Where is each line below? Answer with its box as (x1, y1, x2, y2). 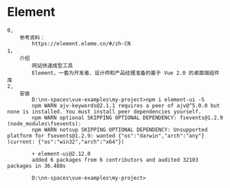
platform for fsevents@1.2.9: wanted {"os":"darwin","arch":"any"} (7, 132, 205, 139)
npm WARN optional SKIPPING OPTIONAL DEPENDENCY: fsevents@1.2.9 (32, 114, 224, 121)
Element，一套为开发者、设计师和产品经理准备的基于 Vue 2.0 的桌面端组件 (32, 70, 220, 76)
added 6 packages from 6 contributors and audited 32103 (32, 156, 198, 163)
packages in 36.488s (7, 163, 67, 169)
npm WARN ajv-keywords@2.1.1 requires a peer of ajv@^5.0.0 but (32, 102, 220, 109)
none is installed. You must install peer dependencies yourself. (7, 108, 202, 115)
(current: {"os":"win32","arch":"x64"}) (7, 138, 125, 145)
